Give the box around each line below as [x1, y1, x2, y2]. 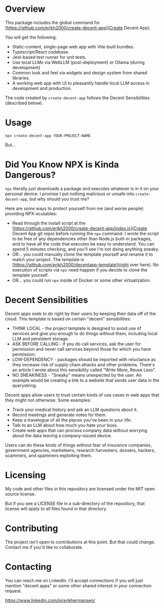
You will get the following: [5, 34, 57, 40]
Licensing [5, 470, 46, 480]
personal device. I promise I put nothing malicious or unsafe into [5, 191, 135, 197]
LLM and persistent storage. [12, 336, 70, 341]
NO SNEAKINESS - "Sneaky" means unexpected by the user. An [12, 372, 142, 378]
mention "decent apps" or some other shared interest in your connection [5, 583, 152, 588]
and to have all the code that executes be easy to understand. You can [12, 241, 155, 247]
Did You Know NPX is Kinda [5, 159, 119, 170]
